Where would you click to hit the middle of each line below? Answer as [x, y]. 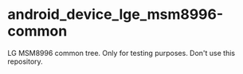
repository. [25, 61]
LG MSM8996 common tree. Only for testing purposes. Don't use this [121, 53]
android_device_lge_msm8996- [116, 15]
